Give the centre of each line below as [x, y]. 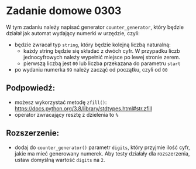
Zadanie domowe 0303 [64, 11]
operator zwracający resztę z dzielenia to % [66, 114]
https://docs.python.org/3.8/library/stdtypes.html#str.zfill [83, 108]
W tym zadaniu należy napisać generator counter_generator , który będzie [95, 27]
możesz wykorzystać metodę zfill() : [61, 102]
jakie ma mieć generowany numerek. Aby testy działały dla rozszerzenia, [102, 153]
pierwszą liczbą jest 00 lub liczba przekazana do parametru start [102, 63]
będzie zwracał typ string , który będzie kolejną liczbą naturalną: [92, 45]
